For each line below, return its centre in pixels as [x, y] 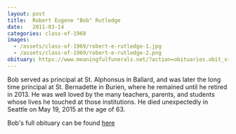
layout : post [26, 14]
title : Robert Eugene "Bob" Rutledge [64, 20]
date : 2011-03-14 [36, 27]
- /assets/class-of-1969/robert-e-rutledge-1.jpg [87, 46]
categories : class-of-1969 [47, 33]
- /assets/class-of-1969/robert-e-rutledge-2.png [87, 53]
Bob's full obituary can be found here [61, 123]
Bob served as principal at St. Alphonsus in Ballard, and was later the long [114, 79]
